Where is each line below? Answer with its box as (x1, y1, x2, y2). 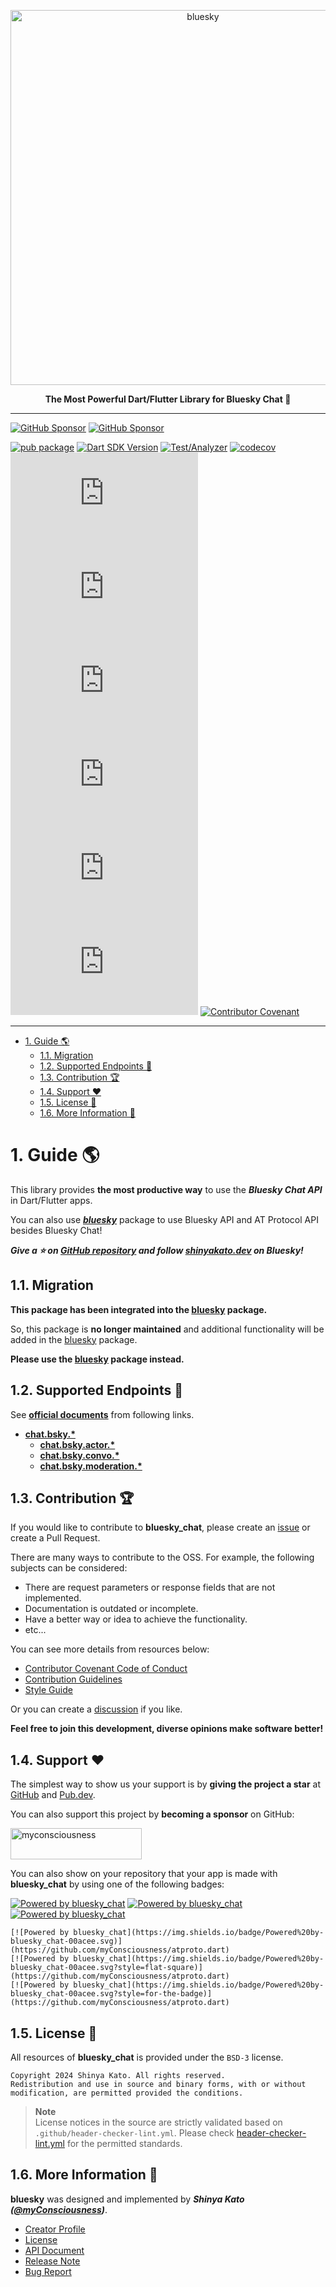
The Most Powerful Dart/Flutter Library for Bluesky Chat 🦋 (44, 393, 292, 405)
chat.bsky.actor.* (39, 1438, 116, 1450)
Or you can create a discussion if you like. (10, 1703, 183, 1715)
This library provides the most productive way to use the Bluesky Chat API (10, 1183, 323, 1195)
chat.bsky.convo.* (39, 1449, 120, 1461)
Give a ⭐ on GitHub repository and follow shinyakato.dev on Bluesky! (10, 1244, 304, 1256)
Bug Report (24, 2265, 72, 2277)
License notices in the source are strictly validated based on (34, 2116, 283, 2128)
